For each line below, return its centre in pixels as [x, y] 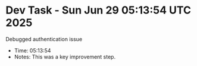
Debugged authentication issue [44, 39]
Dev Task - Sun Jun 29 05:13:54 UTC [98, 10]
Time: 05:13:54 [32, 50]
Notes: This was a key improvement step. [65, 57]
